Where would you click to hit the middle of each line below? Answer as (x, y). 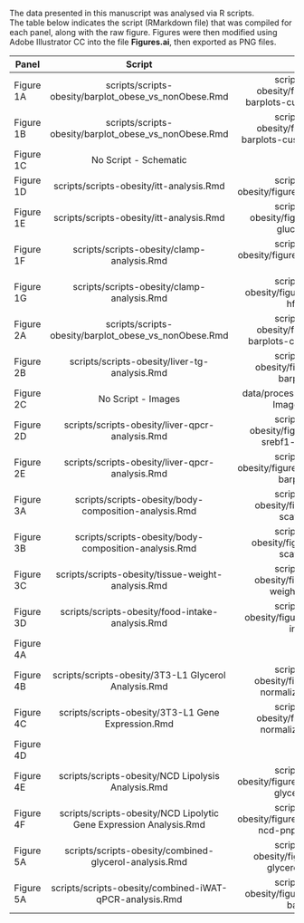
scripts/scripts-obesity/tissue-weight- (139, 574)
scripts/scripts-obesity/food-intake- (139, 612)
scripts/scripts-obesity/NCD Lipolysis (139, 776)
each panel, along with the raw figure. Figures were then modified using (143, 32)
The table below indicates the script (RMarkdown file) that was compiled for (151, 23)
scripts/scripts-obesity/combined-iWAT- (139, 888)
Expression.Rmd (139, 724)
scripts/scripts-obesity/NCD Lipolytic (139, 813)
